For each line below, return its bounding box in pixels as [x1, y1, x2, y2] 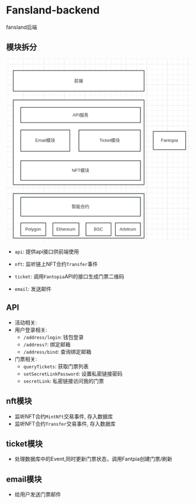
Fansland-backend [6, 4, 100, 17]
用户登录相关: [14, 326, 47, 333]
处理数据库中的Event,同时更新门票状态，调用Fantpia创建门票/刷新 [14, 456, 173, 463]
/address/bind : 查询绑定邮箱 [23, 348, 92, 355]
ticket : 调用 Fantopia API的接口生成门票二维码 [14, 273, 125, 280]
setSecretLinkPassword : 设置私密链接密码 [23, 370, 123, 377]
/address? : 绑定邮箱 [23, 340, 71, 348]
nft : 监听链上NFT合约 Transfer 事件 [14, 261, 98, 268]
